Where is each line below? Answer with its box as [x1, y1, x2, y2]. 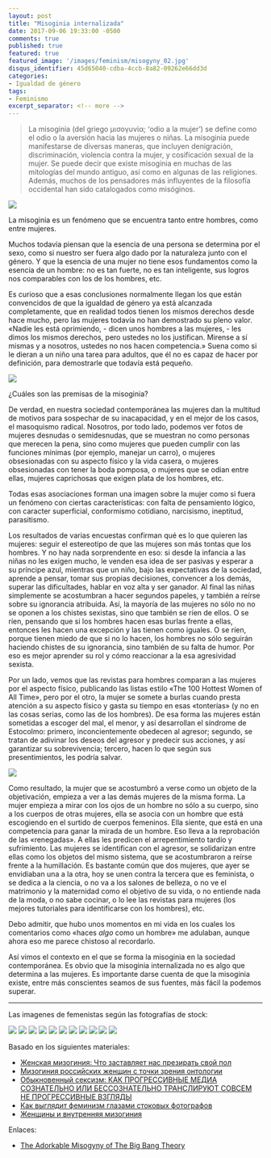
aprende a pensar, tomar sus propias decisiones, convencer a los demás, [8, 573, 252, 583]
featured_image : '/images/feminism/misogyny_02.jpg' [8, 57, 190, 66]
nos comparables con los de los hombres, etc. [8, 274, 163, 284]
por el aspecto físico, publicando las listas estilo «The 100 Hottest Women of [8, 684, 263, 694]
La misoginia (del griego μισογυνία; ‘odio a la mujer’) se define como [27, 125, 257, 134]
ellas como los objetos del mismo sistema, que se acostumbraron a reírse [8, 852, 252, 862]
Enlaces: [8, 1125, 37, 1135]
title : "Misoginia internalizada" [8, 19, 125, 27]
